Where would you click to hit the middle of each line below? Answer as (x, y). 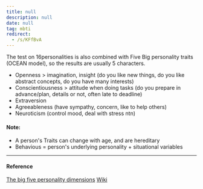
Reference (20, 166)
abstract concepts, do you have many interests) (74, 81)
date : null (20, 23)
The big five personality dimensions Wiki (57, 180)
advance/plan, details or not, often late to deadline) (79, 94)
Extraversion (31, 101)
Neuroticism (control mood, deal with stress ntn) (75, 113)
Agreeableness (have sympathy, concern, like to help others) (91, 107)
